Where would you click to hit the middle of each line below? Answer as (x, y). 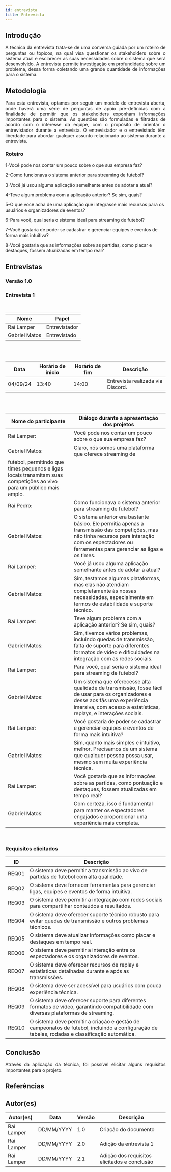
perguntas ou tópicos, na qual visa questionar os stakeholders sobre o (85, 53)
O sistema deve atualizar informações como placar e (93, 935)
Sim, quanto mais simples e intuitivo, (117, 743)
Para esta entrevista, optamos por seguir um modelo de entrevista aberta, (85, 103)
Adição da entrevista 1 (126, 1144)
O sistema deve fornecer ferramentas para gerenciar (93, 885)
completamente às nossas (105, 591)
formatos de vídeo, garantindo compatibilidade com (92, 1007)
